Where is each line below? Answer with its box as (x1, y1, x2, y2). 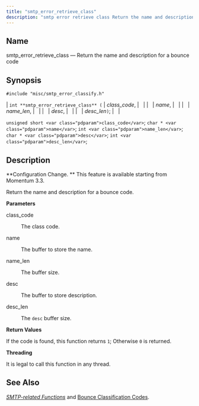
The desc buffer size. (21, 314, 72, 321)
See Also (6, 378, 40, 388)
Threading (6, 349, 33, 356)
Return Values (6, 326, 42, 333)
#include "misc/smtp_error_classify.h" (6, 91, 105, 97)
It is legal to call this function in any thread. (6, 360, 111, 368)
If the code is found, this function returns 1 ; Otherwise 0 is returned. (6, 337, 172, 344)
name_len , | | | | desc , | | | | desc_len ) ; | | (6, 108, 120, 115)
